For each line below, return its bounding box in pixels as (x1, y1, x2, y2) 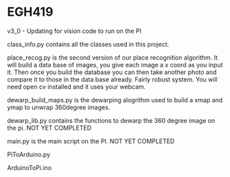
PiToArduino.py (7, 150, 51, 158)
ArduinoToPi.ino (7, 163, 52, 172)
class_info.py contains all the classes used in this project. (7, 40, 170, 48)
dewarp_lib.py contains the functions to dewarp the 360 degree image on (7, 116, 216, 124)
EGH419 (7, 4, 54, 20)
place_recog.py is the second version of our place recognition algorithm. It (7, 53, 218, 62)
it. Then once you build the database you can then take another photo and (7, 68, 217, 76)
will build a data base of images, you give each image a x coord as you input (7, 60, 223, 69)
